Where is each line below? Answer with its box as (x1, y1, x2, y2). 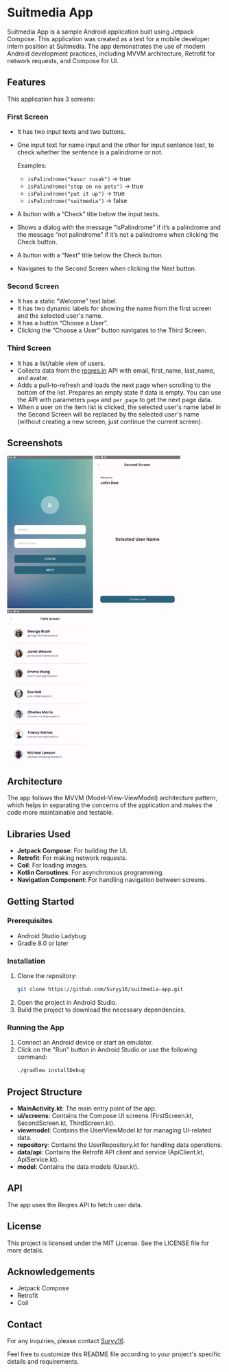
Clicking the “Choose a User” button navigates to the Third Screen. (16, 326, 207, 334)
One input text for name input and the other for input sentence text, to (16, 141, 215, 149)
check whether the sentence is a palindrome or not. (16, 148, 163, 156)
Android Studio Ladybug (16, 931, 86, 940)
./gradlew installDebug (16, 1067, 86, 1074)
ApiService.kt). (16, 1155, 60, 1164)
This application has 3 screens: (7, 95, 95, 103)
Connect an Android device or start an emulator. (16, 1038, 154, 1047)
